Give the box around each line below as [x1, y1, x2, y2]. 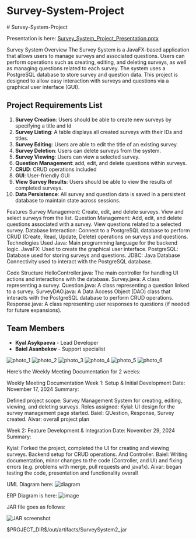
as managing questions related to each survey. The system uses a [6, 64, 166, 71]
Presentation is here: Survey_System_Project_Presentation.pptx [6, 35, 159, 42]
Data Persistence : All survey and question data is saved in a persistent [15, 190, 186, 197]
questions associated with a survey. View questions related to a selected [6, 221, 181, 228]
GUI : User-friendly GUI [15, 171, 70, 179]
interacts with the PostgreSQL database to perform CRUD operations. [6, 294, 174, 301]
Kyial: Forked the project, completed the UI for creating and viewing [6, 444, 169, 451]
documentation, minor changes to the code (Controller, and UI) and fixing [6, 456, 183, 464]
